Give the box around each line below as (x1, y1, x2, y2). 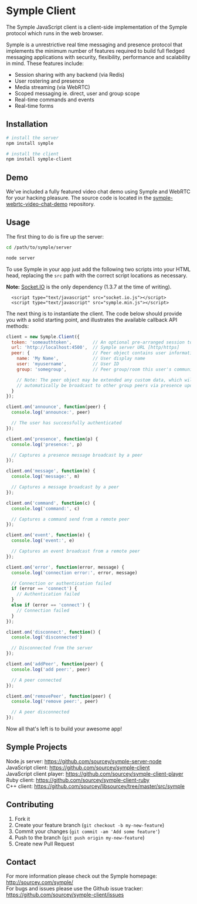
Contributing (6, 800, 54, 810)
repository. (69, 200, 95, 208)
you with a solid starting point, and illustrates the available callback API (6, 316, 178, 323)
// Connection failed (16, 607, 69, 613)
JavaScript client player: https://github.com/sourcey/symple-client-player (6, 770, 184, 777)
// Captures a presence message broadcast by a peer (11, 452, 143, 458)
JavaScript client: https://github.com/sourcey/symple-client (6, 764, 150, 771)
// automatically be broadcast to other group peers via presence (16, 382, 182, 388)
